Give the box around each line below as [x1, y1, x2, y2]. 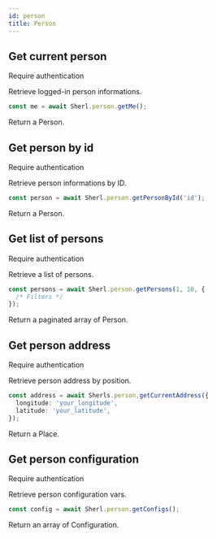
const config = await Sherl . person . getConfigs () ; [8, 505, 180, 514]
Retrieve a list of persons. [8, 269, 94, 279]
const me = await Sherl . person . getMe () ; [8, 102, 148, 111]
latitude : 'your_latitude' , [15, 406, 111, 414]
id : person [8, 11, 46, 20]
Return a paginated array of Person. [8, 315, 128, 325]
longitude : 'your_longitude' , [15, 399, 118, 407]
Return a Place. [8, 428, 59, 439]
